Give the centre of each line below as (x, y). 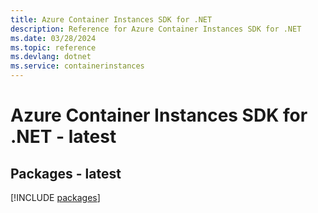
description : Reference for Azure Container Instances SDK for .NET (156, 29)
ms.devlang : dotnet (51, 57)
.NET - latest (63, 137)
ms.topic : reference (53, 47)
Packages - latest (66, 173)
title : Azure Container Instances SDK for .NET (111, 19)
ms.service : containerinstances (77, 66)
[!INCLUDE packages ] (55, 197)
